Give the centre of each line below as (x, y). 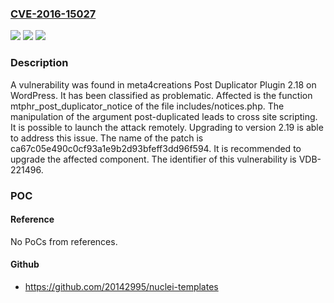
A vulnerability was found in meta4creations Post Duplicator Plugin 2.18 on (163, 84)
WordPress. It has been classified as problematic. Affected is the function (161, 95)
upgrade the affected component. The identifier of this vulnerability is (153, 159)
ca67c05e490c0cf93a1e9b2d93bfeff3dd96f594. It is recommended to (156, 148)
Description (39, 63)
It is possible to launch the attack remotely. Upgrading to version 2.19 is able (167, 127)
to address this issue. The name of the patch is (107, 138)
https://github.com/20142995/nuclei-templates (121, 286)
